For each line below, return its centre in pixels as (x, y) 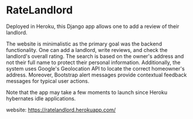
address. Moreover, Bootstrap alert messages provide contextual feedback (97, 75)
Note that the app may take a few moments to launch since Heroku (87, 92)
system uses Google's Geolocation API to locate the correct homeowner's (95, 68)
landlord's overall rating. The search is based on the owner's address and (95, 56)
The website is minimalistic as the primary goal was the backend (84, 44)
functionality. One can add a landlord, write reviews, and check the (87, 50)
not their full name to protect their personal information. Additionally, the (93, 62)
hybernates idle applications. (41, 98)
